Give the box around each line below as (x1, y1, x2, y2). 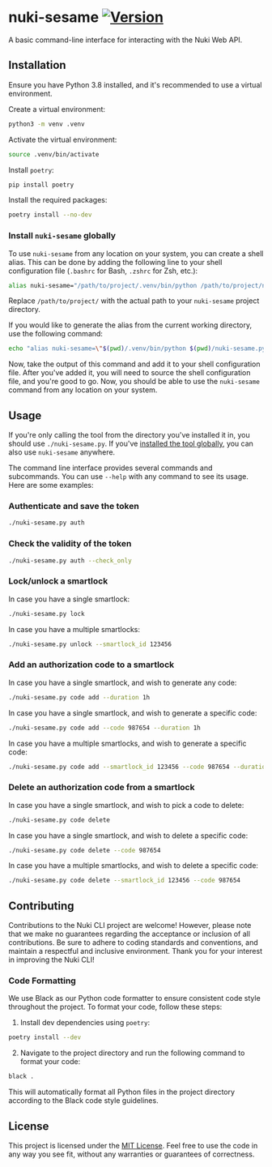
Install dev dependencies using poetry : (19, 1018, 151, 1028)
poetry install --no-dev (8, 211, 92, 219)
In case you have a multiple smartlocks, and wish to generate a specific (8, 738, 247, 748)
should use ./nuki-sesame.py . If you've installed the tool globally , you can (8, 438, 253, 449)
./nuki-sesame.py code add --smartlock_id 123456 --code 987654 (8, 763, 230, 771)
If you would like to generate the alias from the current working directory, (8, 320, 253, 330)
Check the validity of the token (8, 538, 132, 549)
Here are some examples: (8, 481, 95, 490)
